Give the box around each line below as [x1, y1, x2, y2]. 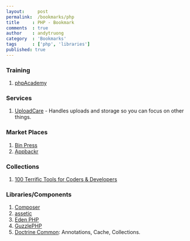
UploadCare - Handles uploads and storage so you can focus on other [14, 107, 184, 114]
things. [14, 114, 32, 121]
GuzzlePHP [14, 222, 42, 229]
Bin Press [14, 141, 38, 148]
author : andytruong [6, 30, 64, 36]
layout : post [6, 8, 49, 15]
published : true [6, 47, 46, 53]
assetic [14, 210, 32, 217]
